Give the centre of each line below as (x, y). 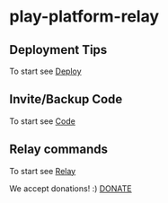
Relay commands (59, 150)
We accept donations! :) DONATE (71, 188)
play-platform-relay (84, 17)
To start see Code (43, 121)
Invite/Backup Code (66, 99)
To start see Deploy (46, 71)
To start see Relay (43, 171)
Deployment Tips (58, 50)
